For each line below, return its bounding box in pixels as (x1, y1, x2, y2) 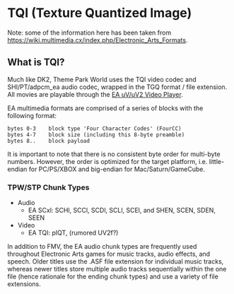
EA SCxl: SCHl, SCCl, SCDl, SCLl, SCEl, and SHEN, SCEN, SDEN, (28, 206, 216, 215)
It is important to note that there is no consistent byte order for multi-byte (7, 150, 221, 158)
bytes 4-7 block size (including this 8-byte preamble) (7, 131, 185, 139)
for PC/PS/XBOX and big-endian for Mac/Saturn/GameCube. (28, 165, 205, 173)
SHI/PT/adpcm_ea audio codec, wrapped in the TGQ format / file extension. (7, 83, 228, 91)
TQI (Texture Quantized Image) (7, 5, 192, 21)
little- (209, 157, 225, 165)
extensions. (7, 280, 41, 288)
